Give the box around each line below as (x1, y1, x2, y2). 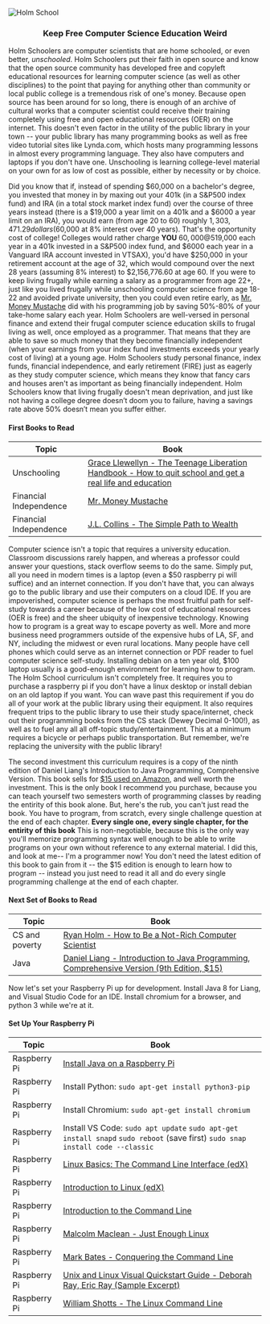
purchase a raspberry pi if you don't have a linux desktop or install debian (8, 681, 252, 691)
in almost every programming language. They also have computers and (8, 149, 244, 159)
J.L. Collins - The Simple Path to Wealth (88, 518, 239, 530)
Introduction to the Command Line (63, 1205, 192, 1216)
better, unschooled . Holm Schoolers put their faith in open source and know (8, 55, 260, 65)
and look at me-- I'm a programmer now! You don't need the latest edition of (8, 851, 261, 860)
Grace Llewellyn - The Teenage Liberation (88, 456, 247, 468)
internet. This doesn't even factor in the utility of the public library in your (8, 123, 251, 133)
